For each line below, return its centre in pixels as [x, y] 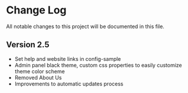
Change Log [36, 10]
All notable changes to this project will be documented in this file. [85, 26]
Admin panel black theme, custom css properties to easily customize [98, 65]
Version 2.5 [28, 45]
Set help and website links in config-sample [68, 58]
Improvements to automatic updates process [69, 84]
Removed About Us [38, 77]
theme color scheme [39, 71]
